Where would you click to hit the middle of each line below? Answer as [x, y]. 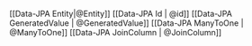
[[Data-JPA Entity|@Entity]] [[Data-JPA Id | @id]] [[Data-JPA [121, 14]
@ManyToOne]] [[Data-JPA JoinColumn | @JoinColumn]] [116, 32]
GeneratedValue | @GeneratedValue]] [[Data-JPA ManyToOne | [127, 23]
